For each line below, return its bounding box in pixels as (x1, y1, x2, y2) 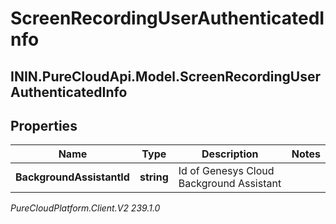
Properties (10, 117, 78, 134)
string (139, 170, 169, 184)
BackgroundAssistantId (15, 170, 130, 184)
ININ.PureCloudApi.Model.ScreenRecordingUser (10, 68, 322, 85)
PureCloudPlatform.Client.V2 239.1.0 (10, 202, 161, 214)
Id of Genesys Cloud (178, 164, 275, 178)
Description (201, 147, 259, 161)
